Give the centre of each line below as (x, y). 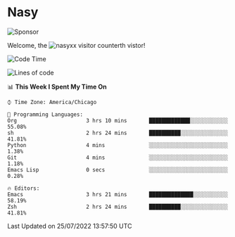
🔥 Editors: (24, 188)
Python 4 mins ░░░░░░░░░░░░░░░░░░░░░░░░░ (118, 145)
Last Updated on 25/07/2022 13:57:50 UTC (70, 226)
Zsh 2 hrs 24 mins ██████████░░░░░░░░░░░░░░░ (118, 207)
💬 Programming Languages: (45, 114)
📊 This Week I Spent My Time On (57, 87)
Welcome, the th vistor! (76, 45)
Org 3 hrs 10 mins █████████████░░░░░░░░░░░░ (118, 120)
